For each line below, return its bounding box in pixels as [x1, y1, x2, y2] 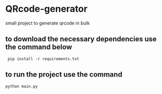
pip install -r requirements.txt [7, 56, 80, 61]
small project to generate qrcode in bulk [5, 20, 90, 26]
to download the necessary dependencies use [5, 35, 157, 43]
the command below [5, 43, 73, 52]
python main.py [5, 84, 38, 89]
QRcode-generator [5, 3, 88, 15]
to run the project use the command [5, 70, 122, 79]
